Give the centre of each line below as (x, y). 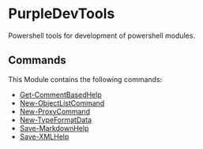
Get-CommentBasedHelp (60, 95)
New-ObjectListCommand (62, 102)
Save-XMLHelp (44, 136)
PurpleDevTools (62, 14)
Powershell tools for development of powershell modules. (102, 35)
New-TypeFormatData (56, 120)
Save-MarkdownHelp (54, 128)
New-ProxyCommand (55, 111)
